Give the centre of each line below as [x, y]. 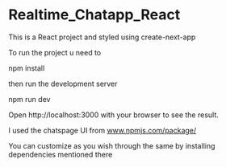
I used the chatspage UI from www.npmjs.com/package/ [103, 130]
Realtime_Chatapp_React [94, 15]
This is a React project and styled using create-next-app [102, 37]
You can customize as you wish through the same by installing [112, 145]
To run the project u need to [55, 52]
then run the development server [63, 83]
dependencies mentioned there [61, 154]
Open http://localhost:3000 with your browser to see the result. [114, 115]
